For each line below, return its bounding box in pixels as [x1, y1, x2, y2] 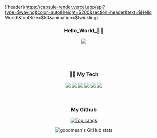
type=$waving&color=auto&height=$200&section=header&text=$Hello [5, 9, 152, 15]
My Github [70, 106, 97, 113]
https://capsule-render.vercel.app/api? [25, 4, 105, 10]
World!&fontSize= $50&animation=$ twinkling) [5, 15, 98, 20]
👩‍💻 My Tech [69, 71, 99, 78]
